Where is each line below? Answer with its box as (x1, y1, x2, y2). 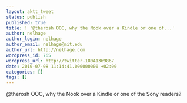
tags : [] (6, 74, 28, 80)
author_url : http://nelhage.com (6, 47, 85, 53)
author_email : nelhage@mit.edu (6, 42, 83, 48)
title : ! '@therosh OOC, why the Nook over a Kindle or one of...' (6, 25, 175, 31)
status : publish (6, 14, 46, 20)
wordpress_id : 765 (6, 52, 51, 58)
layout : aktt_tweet (6, 8, 54, 15)
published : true (6, 19, 46, 25)
